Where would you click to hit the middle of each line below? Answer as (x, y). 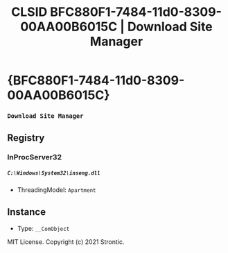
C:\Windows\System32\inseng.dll (54, 173)
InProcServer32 (35, 157)
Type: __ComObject (43, 229)
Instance (27, 212)
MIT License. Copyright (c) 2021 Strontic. (66, 242)
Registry (26, 138)
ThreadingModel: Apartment (56, 190)
